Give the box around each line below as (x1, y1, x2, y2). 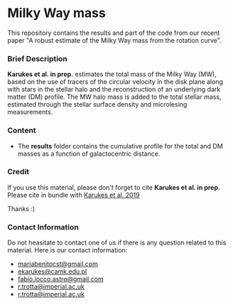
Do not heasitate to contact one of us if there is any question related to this (7, 238, 227, 247)
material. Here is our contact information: (7, 246, 128, 255)
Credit (7, 167, 30, 177)
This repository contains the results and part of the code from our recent (7, 28, 220, 37)
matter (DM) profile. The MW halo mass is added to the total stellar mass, (7, 92, 222, 101)
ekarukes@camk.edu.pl (17, 267, 87, 276)
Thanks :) (7, 204, 36, 213)
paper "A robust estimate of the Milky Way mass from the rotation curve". (7, 36, 222, 44)
